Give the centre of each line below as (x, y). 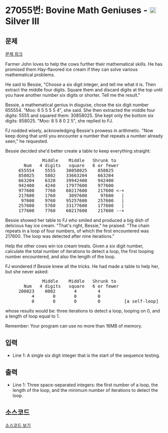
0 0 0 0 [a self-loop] (95, 301)
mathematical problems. (30, 75)
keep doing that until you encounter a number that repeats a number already (84, 136)
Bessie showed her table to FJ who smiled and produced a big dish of (77, 220)
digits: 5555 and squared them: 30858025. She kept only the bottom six (79, 115)
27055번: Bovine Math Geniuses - (76, 10)
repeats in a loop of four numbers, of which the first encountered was (77, 231)
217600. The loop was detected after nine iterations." (60, 236)
